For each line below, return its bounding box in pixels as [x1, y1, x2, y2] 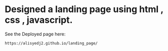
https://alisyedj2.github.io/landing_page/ [5, 40, 98, 46]
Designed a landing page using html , [5, 4, 163, 15]
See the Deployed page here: [5, 31, 66, 37]
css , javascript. [5, 14, 73, 26]
